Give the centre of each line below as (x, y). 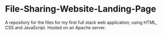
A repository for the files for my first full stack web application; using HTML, (81, 22)
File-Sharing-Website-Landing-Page (81, 9)
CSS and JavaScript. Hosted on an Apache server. (55, 27)
